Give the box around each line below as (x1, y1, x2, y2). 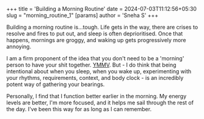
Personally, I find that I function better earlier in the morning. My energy (6, 93, 187, 99)
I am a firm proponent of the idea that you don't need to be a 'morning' (6, 55, 184, 62)
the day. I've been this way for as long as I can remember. (6, 106, 151, 112)
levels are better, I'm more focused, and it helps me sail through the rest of (6, 99, 194, 106)
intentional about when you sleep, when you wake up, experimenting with (6, 68, 192, 75)
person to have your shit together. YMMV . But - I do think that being (6, 61, 177, 68)
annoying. (6, 43, 32, 50)
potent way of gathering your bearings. (6, 81, 105, 88)
